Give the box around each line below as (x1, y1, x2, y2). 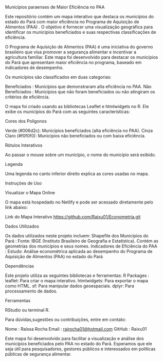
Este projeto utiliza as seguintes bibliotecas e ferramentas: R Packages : (5, 272, 149, 278)
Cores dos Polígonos (5, 118, 47, 124)
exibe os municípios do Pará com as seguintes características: (5, 109, 130, 114)
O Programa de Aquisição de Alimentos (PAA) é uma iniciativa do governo (5, 44, 153, 49)
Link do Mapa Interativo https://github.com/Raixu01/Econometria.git (5, 214, 141, 220)
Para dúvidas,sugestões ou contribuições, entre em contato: (5, 317, 127, 322)
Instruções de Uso (5, 181, 42, 186)
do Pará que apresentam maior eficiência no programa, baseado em (5, 60, 142, 65)
